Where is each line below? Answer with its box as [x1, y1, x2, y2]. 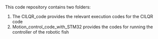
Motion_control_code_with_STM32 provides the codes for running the [12, 24, 153, 30]
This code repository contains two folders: [5, 4, 91, 10]
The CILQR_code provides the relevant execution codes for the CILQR [12, 14, 154, 19]
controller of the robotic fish [12, 29, 69, 35]
